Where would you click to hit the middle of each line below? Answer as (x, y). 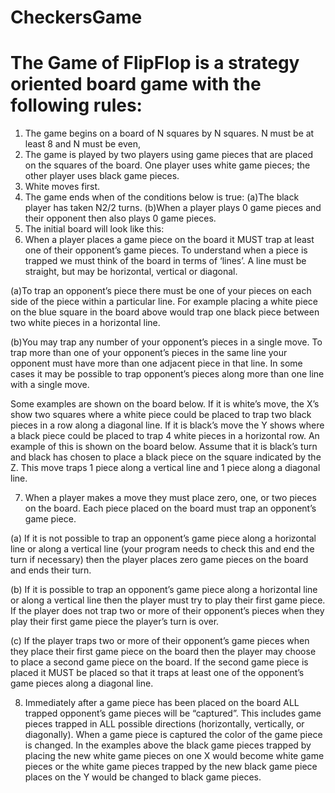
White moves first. (62, 187)
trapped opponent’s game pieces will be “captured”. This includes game (173, 713)
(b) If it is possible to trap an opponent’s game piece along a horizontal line (164, 590)
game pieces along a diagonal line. (82, 683)
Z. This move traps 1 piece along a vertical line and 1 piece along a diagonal (165, 468)
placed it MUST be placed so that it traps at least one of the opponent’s (157, 673)
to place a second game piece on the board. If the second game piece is (159, 662)
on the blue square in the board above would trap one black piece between (165, 312)
